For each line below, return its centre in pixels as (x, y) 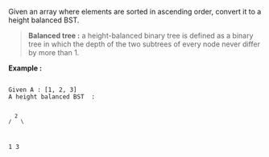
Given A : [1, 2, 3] (43, 90)
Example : (25, 68)
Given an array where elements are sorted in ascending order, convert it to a (135, 12)
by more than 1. (54, 52)
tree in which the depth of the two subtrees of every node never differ (144, 44)
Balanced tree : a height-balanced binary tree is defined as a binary (141, 36)
